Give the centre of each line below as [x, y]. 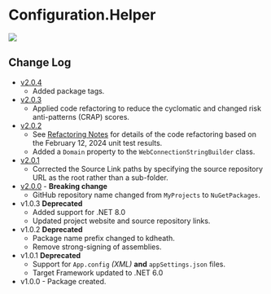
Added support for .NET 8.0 [79, 212]
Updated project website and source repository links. [121, 221]
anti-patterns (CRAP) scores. [81, 116]
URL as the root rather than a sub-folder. [100, 178]
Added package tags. [68, 90]
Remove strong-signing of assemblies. [97, 247]
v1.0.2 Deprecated [51, 229]
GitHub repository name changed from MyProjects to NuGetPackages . [146, 195]
